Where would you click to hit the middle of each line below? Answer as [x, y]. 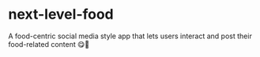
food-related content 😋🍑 [49, 44]
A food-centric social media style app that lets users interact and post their [130, 36]
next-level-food [61, 14]
